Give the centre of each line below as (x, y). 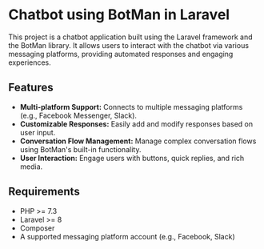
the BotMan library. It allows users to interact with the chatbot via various (129, 45)
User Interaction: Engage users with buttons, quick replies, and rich (132, 158)
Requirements (44, 192)
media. (31, 167)
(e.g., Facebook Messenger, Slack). (78, 115)
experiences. (30, 62)
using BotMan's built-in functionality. (80, 149)
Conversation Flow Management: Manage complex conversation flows (138, 141)
